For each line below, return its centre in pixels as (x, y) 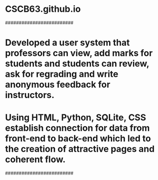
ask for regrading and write (62, 74)
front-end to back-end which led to (78, 139)
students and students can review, (77, 64)
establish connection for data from (78, 128)
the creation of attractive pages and (80, 149)
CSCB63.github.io (43, 9)
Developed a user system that (67, 43)
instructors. (30, 95)
